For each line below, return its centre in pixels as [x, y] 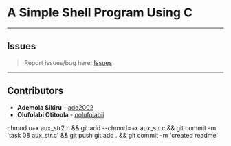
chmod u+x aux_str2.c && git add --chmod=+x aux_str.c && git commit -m [112, 127]
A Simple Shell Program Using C [100, 13]
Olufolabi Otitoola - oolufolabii [60, 114]
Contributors [35, 91]
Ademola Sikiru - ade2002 [55, 107]
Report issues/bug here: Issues [68, 62]
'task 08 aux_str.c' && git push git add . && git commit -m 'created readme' [113, 135]
